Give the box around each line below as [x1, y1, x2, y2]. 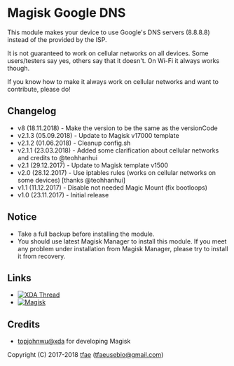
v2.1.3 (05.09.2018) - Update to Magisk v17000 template [17, 131, 180, 139]
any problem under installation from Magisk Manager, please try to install [17, 244, 228, 253]
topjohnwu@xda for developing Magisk [17, 337, 131, 346]
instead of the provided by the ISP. [7, 35, 107, 43]
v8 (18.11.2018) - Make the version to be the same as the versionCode [17, 124, 219, 132]
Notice [7, 211, 37, 223]
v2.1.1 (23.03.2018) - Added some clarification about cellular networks [17, 146, 219, 155]
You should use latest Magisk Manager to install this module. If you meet [17, 237, 227, 246]
